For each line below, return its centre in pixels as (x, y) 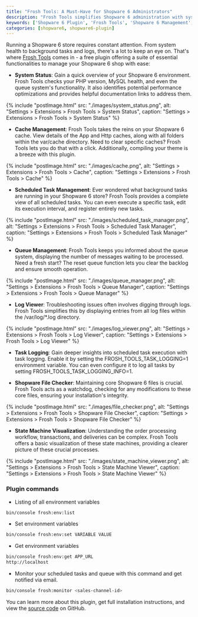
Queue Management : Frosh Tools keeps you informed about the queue (101, 250)
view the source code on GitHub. (46, 608)
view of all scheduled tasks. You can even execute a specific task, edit (100, 203)
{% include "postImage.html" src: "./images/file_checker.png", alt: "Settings (98, 407)
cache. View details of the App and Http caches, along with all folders (99, 136)
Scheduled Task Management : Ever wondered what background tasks (101, 190)
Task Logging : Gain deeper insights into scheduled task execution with (101, 352)
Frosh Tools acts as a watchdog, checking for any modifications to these (103, 389)
